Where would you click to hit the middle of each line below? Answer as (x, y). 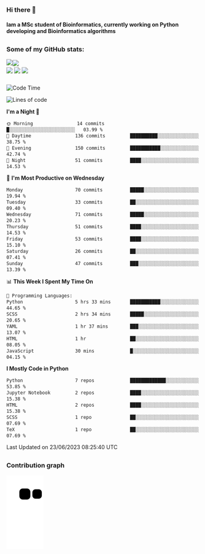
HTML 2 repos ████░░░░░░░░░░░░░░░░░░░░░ (103, 405)
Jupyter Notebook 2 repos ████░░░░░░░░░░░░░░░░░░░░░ (103, 393)
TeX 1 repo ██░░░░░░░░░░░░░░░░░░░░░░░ (103, 430)
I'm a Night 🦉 (23, 112)
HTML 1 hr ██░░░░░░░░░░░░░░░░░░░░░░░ (103, 339)
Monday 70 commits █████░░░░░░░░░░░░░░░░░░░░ (103, 190)
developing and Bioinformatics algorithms (61, 31)
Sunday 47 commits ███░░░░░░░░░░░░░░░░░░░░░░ (103, 264)
